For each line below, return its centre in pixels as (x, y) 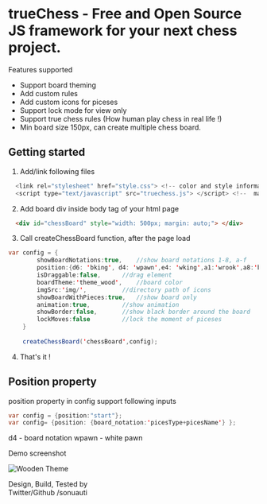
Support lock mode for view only (73, 110)
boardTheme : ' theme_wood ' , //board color (110, 282)
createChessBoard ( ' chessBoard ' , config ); (90, 341)
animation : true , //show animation (108, 304)
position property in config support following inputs (92, 401)
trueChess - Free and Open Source (125, 14)
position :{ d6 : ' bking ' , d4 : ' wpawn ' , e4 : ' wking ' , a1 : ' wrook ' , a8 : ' (147, 268)
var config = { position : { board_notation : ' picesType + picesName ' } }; (122, 423)
